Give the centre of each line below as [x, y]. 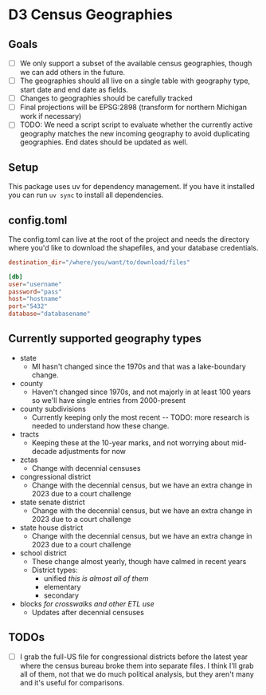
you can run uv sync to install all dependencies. [86, 195]
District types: [55, 570]
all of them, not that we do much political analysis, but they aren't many [137, 674]
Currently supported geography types [105, 339]
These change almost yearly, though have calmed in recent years [139, 561]
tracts [29, 434]
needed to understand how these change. [100, 425]
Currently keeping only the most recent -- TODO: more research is [141, 417]
